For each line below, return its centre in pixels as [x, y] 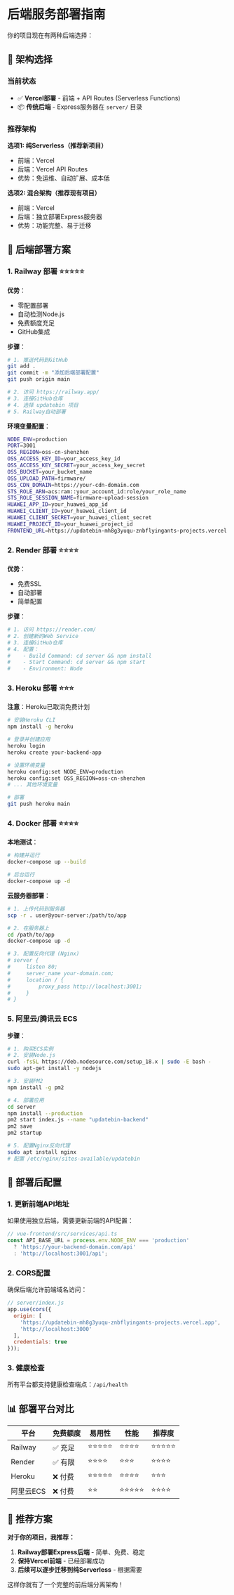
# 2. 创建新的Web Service [43, 636]
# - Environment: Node [45, 669]
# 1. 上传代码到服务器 [36, 909]
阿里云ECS [28, 1491]
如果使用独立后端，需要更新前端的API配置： [71, 1220]
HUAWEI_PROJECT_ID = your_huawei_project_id [70, 524]
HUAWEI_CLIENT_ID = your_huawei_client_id [67, 511]
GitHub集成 [34, 332]
